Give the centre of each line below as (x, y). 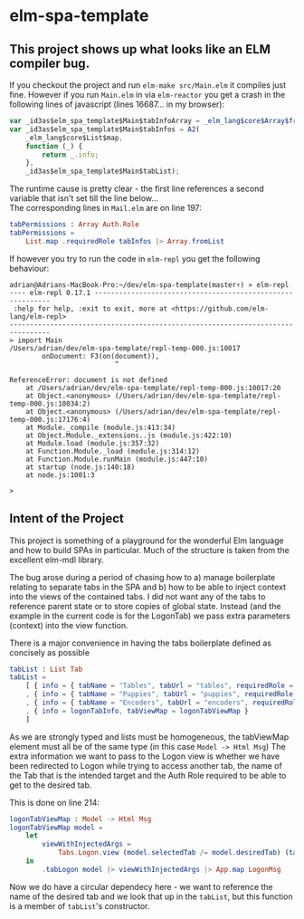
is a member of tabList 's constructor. (80, 905)
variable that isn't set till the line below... (84, 198)
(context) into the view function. (69, 625)
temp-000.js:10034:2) (50, 404)
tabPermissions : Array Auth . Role (75, 225)
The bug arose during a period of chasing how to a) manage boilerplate (142, 577)
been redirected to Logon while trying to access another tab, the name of (146, 765)
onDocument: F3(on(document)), (101, 356)
